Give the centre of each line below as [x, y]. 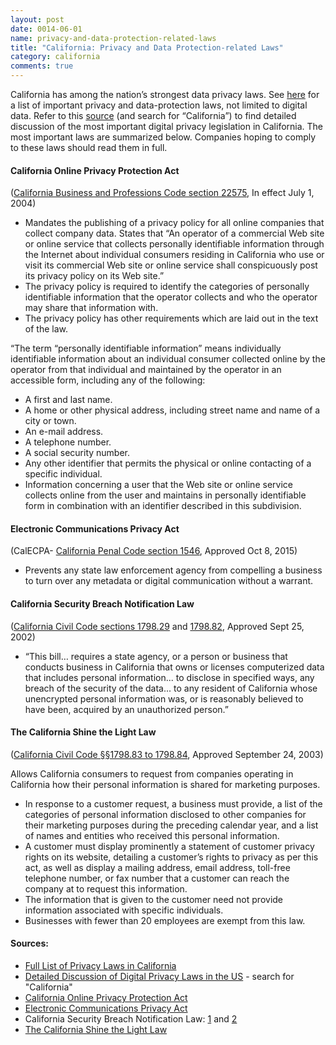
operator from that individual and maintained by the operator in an [146, 370]
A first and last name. [68, 400]
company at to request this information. [106, 888]
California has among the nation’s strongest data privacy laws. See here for [165, 94]
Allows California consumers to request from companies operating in [152, 773]
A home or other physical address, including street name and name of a [172, 410]
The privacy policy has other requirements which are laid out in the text [171, 318]
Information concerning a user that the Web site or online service [158, 485]
